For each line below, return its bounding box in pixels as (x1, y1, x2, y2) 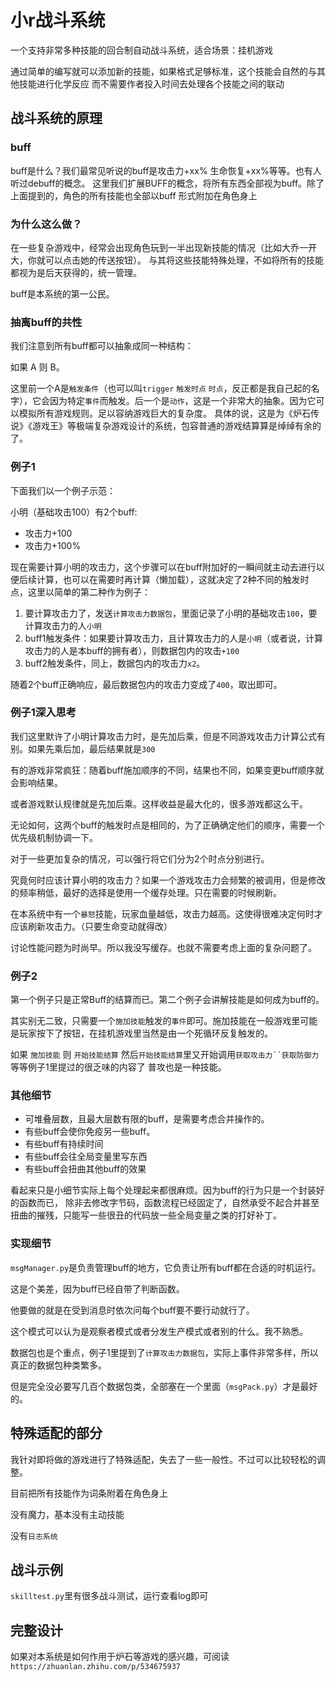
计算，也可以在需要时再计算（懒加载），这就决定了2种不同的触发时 (36, 573, 310, 585)
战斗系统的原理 (10, 110, 103, 127)
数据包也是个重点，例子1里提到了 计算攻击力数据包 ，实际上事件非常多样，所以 (10, 1346, 319, 1358)
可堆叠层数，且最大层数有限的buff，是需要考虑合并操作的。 (24, 1113, 270, 1125)
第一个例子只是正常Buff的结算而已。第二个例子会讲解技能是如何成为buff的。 (10, 994, 325, 1006)
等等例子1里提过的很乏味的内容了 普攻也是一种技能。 (10, 1061, 227, 1073)
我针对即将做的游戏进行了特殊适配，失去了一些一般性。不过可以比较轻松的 (10, 1453, 317, 1465)
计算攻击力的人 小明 (24, 619, 102, 631)
